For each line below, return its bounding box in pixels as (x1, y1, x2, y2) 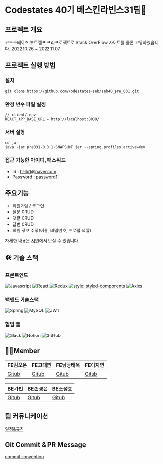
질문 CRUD (12, 209, 34, 215)
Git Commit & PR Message (5, 440, 87, 449)
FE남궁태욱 (56, 362, 80, 369)
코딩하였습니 (135, 40, 159, 45)
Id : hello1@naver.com (12, 168, 57, 174)
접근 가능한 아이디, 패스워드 (5, 157, 66, 164)
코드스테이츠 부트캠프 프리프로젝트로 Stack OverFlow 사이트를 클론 (5, 40, 134, 45)
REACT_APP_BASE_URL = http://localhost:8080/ (5, 116, 99, 122)
